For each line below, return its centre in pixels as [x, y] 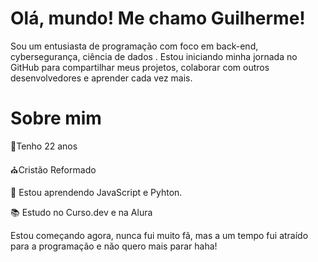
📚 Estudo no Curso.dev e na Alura [81, 212]
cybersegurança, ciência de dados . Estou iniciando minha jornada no [154, 56]
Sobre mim [56, 118]
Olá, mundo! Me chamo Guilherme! [158, 18]
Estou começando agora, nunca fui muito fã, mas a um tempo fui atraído [159, 235]
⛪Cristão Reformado [53, 169]
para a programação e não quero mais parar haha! [114, 246]
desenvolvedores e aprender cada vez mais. [101, 78]
